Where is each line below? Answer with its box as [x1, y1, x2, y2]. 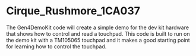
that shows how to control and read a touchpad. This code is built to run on [6, 30, 190, 37]
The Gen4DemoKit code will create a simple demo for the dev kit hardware [6, 24, 189, 31]
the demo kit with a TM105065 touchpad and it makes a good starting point [6, 36, 190, 43]
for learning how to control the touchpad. [6, 43, 107, 50]
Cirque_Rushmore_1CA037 [6, 4, 141, 18]
